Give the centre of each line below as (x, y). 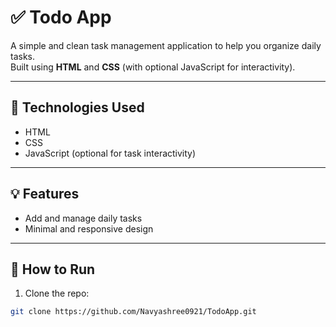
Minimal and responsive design (89, 228)
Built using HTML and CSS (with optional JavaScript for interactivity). (153, 67)
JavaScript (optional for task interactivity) (110, 153)
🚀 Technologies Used (77, 107)
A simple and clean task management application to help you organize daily (166, 45)
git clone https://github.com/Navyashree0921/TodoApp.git (133, 312)
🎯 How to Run (53, 269)
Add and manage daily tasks (83, 218)
